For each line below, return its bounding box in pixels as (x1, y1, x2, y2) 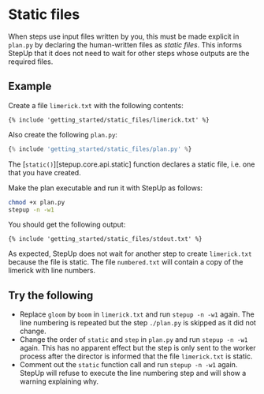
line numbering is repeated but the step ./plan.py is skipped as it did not (19, 318, 256, 328)
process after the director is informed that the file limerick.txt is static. (19, 351, 253, 361)
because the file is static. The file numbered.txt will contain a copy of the (8, 257, 244, 267)
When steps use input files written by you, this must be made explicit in (8, 32, 240, 41)
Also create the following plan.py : (8, 129, 118, 139)
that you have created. (8, 167, 81, 177)
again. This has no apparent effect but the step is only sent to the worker (19, 343, 256, 353)
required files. (8, 57, 54, 66)
